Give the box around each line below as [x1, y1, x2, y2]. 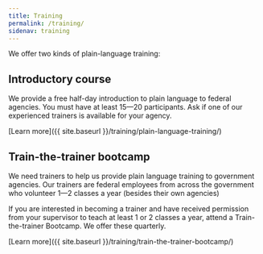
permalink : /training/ [8, 19, 84, 27]
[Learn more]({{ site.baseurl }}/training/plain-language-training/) [8, 127, 223, 136]
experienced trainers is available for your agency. [8, 110, 172, 121]
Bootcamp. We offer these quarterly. [45, 221, 166, 231]
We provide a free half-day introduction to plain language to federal [8, 94, 232, 103]
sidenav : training [8, 27, 70, 35]
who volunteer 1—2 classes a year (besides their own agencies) [8, 189, 220, 198]
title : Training [8, 11, 63, 20]
